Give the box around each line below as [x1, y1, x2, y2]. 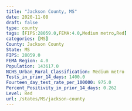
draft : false [6, 19, 38, 25]
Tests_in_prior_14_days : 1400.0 [6, 74, 85, 80]
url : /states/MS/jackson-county [6, 96, 85, 102]
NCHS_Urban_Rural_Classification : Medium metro [6, 69, 125, 75]
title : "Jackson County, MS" [6, 8, 77, 15]
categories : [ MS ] [6, 36, 49, 42]
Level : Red [6, 90, 33, 96]
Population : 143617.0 [6, 63, 59, 69]
